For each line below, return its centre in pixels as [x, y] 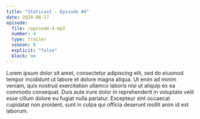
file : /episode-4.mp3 [39, 28]
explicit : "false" [35, 51]
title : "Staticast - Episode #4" [48, 12]
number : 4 [24, 34]
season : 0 [24, 45]
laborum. [17, 111]
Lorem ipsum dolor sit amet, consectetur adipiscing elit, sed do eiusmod [95, 73]
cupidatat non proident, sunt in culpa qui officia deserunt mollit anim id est [98, 104]
